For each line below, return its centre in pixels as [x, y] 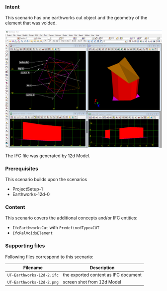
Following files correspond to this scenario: [49, 257]
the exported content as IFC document [102, 275]
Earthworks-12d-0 [31, 194]
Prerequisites [22, 169]
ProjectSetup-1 [28, 189]
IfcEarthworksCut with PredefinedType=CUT [56, 228]
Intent [12, 7]
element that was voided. [31, 23]
